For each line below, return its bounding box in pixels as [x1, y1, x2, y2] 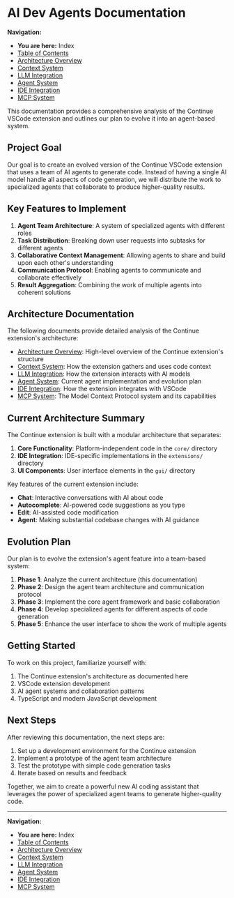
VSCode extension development [17, 679, 110, 687]
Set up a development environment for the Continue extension [17, 746, 196, 754]
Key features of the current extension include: [7, 480, 139, 489]
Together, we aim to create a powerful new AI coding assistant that [7, 782, 200, 791]
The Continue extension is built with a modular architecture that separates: [7, 431, 221, 439]
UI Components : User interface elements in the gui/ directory [17, 466, 196, 475]
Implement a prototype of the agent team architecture [17, 754, 172, 762]
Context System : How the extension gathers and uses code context [17, 363, 211, 371]
